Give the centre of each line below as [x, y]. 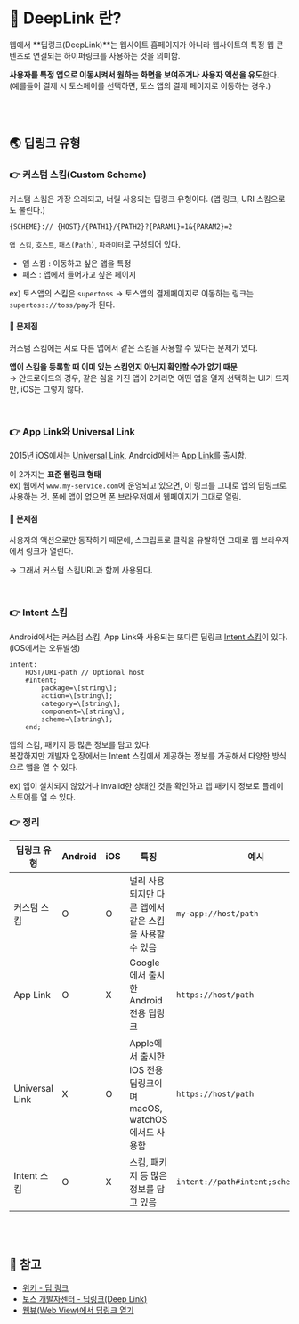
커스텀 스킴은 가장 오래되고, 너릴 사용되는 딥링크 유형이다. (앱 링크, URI [132, 199]
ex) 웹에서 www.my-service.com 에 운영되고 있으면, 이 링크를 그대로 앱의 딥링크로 [148, 485]
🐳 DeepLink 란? [65, 18]
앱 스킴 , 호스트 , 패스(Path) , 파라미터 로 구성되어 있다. [95, 244]
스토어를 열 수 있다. [42, 797]
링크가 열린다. [49, 551]
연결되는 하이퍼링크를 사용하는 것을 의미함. [106, 55]
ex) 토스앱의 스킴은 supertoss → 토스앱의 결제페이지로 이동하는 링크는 [132, 293]
